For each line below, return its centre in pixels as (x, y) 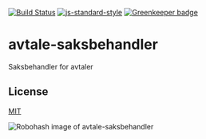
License (28, 92)
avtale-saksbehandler (83, 45)
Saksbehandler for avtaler (51, 66)
